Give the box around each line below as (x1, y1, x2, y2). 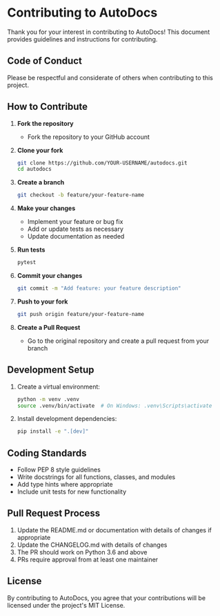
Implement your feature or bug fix (27, 218, 123, 226)
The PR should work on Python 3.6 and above (17, 548, 148, 556)
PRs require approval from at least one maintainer (17, 555, 159, 563)
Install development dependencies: (17, 415, 117, 423)
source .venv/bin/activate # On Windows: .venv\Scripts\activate (17, 402, 212, 409)
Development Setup (7, 364, 94, 376)
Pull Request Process (7, 507, 101, 519)
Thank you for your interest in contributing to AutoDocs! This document (7, 28, 210, 36)
